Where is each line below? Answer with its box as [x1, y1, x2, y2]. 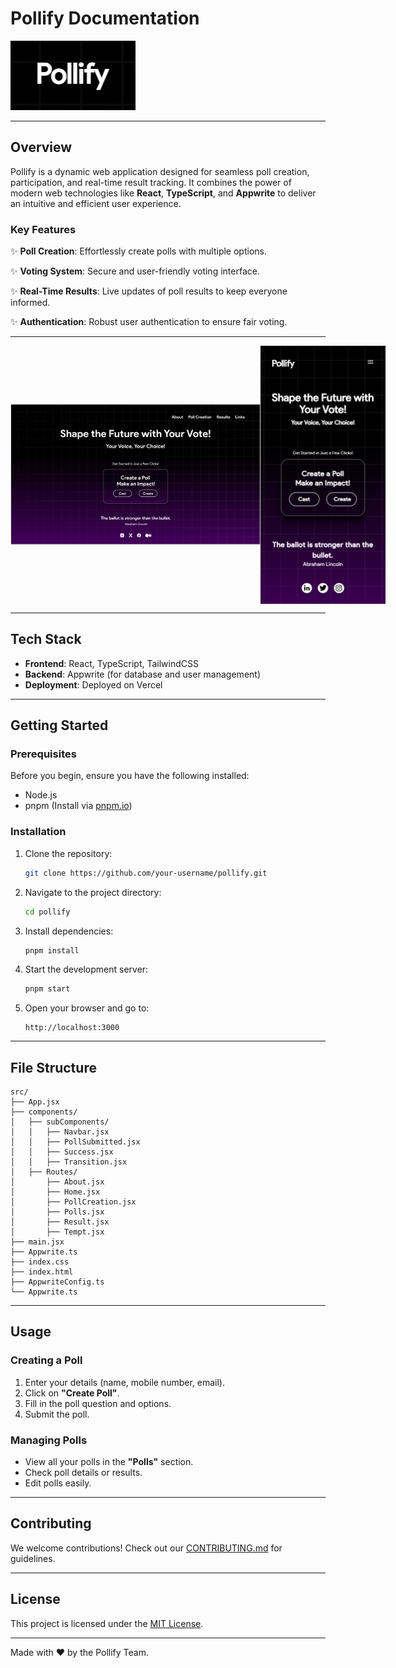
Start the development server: [24, 963, 149, 976]
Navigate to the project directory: [24, 886, 162, 898]
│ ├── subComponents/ [10, 1117, 110, 1127]
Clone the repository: [24, 847, 113, 859]
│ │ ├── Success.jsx [10, 1147, 114, 1157]
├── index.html [10, 1267, 74, 1277]
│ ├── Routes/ [10, 1167, 78, 1177]
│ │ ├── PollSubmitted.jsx [10, 1137, 141, 1147]
